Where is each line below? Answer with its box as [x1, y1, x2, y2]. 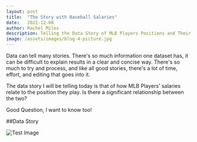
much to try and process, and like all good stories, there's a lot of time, [6, 65, 178, 71]
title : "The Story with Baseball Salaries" [6, 14, 117, 20]
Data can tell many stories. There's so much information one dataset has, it [6, 52, 189, 59]
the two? [6, 95, 28, 102]
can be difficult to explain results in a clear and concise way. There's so [6, 58, 180, 65]
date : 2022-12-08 [6, 19, 54, 25]
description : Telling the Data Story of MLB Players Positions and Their [6, 31, 192, 37]
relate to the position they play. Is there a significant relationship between [6, 89, 184, 95]
